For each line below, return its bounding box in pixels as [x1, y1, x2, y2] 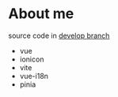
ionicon [19, 54, 44, 64]
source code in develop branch [8, 31, 110, 40]
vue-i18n [19, 71, 49, 80]
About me [8, 5, 74, 23]
